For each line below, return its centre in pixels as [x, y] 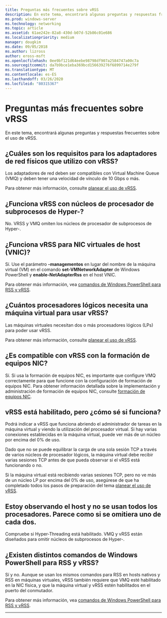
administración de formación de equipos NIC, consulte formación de [75, 391]
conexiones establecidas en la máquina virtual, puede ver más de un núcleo [83, 435]
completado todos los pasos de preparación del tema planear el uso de [78, 486]
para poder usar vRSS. [28, 330]
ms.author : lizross [25, 51]
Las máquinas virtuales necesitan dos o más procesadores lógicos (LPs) [79, 325]
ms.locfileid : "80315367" [32, 84]
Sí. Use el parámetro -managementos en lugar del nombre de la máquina [80, 264]
